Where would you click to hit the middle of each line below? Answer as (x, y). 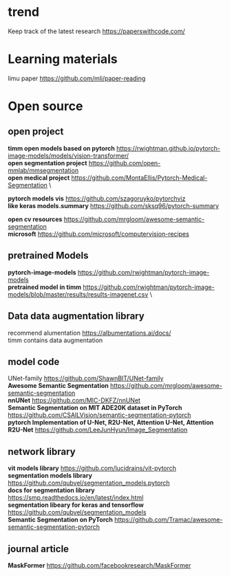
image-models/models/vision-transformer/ (69, 156)
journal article (39, 549)
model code (34, 361)
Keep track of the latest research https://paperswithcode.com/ (96, 31)
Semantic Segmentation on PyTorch (60, 520)
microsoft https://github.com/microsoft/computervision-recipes (98, 234)
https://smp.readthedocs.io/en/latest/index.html (76, 498)
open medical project (39, 178)
